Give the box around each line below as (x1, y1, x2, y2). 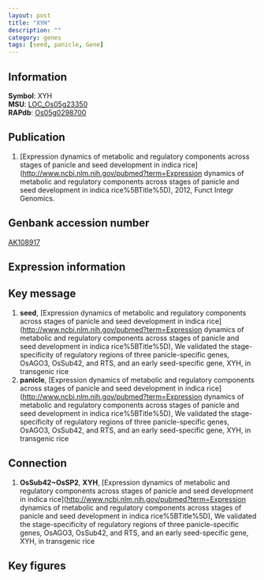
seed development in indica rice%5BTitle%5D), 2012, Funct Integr (19, 185, 234, 194)
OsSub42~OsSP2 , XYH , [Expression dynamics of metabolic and (19, 477, 230, 487)
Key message (8, 287, 76, 301)
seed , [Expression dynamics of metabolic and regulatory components (19, 308, 247, 317)
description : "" (8, 26, 61, 34)
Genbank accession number (8, 216, 150, 230)
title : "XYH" (8, 19, 51, 27)
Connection (8, 457, 67, 470)
